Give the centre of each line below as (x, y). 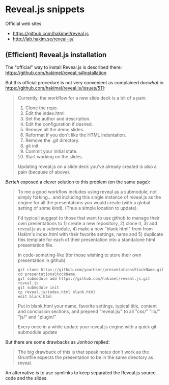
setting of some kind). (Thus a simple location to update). (78, 208)
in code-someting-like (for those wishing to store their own (79, 255)
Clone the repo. (42, 108)
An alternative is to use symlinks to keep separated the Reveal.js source (81, 372)
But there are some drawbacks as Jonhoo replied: (58, 342)
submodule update (37, 332)
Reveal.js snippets (45, 9)
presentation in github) (41, 260)
